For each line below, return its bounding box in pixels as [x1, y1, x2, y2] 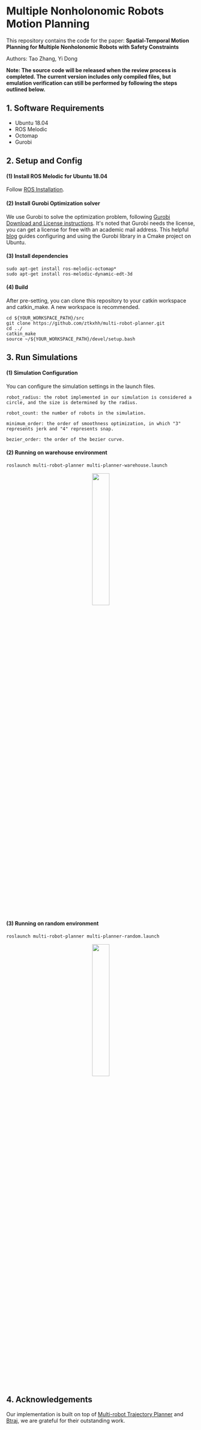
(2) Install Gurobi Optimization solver [6, 200, 100, 207]
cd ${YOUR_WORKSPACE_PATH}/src [6, 315, 85, 321]
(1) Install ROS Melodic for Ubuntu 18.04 [6, 173, 108, 180]
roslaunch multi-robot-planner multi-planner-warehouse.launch [6, 462, 168, 468]
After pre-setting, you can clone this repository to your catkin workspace [6, 296, 187, 304]
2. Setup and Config [6, 156, 83, 166]
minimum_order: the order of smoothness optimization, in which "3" [6, 420, 181, 426]
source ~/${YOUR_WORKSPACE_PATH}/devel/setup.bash [6, 336, 136, 342]
